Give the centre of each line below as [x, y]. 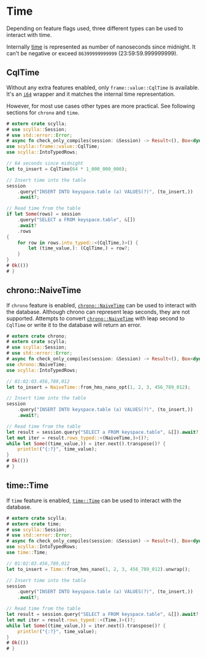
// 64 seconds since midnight [45, 163]
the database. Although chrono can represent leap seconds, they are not [98, 312]
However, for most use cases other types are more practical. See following [101, 106]
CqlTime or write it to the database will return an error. [74, 325]
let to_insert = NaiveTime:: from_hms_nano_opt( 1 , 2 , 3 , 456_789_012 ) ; [98, 387]
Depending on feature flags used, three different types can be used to [95, 28]
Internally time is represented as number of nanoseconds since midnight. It [101, 47]
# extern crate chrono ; [37, 336]
